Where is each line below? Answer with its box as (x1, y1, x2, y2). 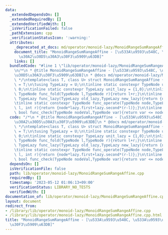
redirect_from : (5, 203, 37, 208)
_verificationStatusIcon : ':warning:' (9, 36, 91, 41)
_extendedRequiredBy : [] (9, 17, 61, 22)
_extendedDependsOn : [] (9, 12, 59, 17)
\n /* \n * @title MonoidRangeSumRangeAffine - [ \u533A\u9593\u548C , (14, 68, 157, 73)
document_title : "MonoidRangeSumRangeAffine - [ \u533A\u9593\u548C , (14, 49, 160, 54)
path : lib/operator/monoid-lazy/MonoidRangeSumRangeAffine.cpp (9, 171, 144, 176)
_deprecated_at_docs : (14, 45, 59, 50)
